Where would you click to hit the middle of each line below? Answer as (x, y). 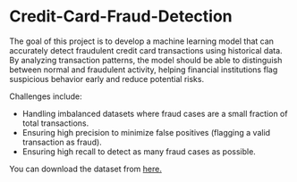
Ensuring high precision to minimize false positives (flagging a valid (146, 132)
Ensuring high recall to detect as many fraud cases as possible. (139, 151)
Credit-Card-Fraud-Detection (121, 17)
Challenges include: (46, 96)
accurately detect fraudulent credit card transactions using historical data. (146, 50)
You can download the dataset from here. (86, 169)
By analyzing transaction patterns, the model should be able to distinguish (146, 60)
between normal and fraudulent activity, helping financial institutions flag (144, 70)
